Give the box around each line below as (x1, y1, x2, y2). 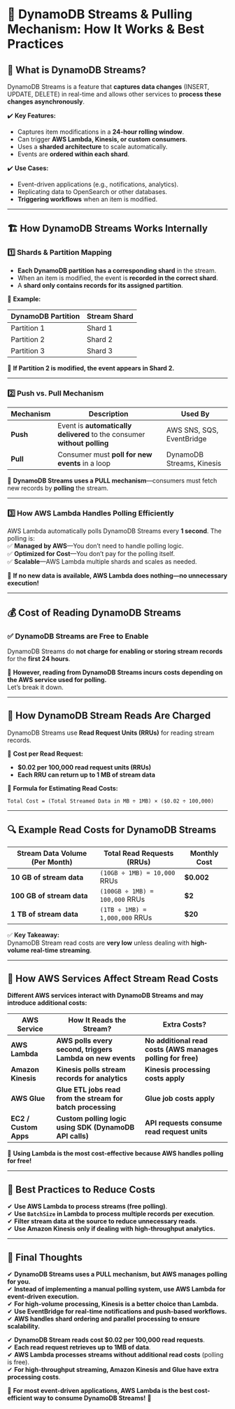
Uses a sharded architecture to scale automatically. (17, 143, 168, 151)
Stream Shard (86, 311, 134, 321)
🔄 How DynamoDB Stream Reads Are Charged (7, 710, 211, 722)
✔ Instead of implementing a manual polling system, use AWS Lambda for (7, 1285, 226, 1293)
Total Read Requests (104, 848, 174, 858)
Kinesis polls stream (55, 1064, 126, 1074)
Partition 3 (10, 346, 45, 356)
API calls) (55, 1131, 89, 1141)
